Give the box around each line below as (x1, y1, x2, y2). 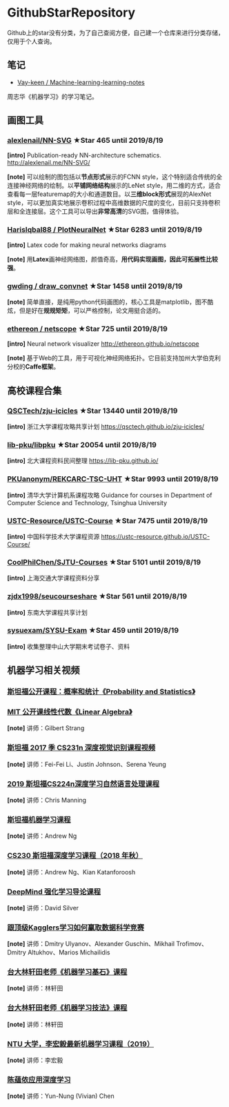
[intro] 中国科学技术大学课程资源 (7, 532, 100, 540)
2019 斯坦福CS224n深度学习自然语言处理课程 (7, 778, 160, 788)
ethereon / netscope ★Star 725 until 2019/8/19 (7, 324, 168, 333)
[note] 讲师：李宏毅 (7, 1056, 63, 1064)
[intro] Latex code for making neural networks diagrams (7, 240, 167, 249)
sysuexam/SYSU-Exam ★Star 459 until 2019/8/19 (7, 626, 179, 636)
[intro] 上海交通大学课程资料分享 (7, 574, 100, 582)
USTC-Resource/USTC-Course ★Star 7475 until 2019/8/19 (7, 516, 208, 525)
